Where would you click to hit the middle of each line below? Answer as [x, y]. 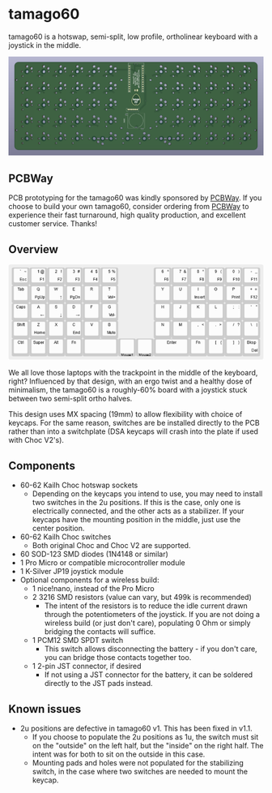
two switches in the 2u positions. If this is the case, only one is [136, 503]
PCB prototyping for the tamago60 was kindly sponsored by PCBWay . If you [135, 198]
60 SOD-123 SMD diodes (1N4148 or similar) [94, 554]
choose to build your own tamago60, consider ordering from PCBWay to [129, 207]
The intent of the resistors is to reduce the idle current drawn [146, 606]
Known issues [45, 709]
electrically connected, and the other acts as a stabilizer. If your [138, 511]
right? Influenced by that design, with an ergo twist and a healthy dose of [130, 381]
